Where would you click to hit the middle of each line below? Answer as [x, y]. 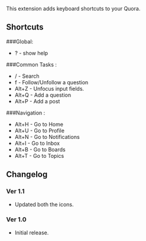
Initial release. [32, 232]
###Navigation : [26, 113]
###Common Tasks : [32, 64]
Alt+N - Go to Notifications [47, 137]
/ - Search [27, 76]
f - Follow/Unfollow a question [51, 82]
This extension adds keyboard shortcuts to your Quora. [73, 9]
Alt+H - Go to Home [39, 124]
